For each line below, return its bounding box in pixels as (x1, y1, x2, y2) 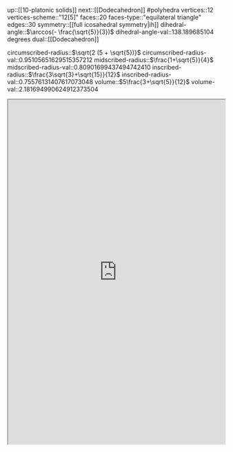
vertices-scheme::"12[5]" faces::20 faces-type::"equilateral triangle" (7, 13, 202, 21)
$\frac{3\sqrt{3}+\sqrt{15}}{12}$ (28, 70, 121, 79)
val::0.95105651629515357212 (7, 56, 93, 64)
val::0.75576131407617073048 (7, 78, 94, 85)
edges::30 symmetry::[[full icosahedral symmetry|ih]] (7, 21, 159, 28)
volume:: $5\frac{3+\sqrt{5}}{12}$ (94, 78, 190, 85)
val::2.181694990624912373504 (7, 85, 99, 93)
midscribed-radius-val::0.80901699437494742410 (7, 63, 151, 71)
